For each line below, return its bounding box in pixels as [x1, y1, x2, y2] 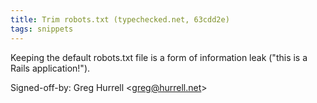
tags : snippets [10, 24, 74, 34]
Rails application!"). [10, 62, 91, 74]
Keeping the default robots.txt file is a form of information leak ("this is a [10, 51, 308, 63]
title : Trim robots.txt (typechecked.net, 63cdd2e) [10, 14, 230, 25]
